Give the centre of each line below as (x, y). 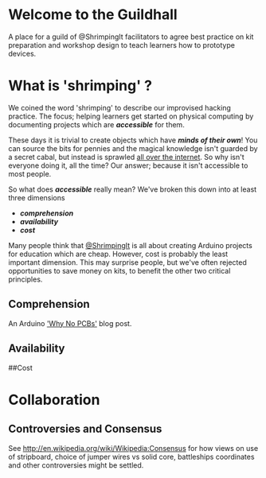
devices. (22, 53)
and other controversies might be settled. (76, 465)
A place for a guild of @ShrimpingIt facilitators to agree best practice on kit (131, 37)
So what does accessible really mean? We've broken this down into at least (133, 189)
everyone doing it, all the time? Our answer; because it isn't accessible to (128, 165)
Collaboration (54, 400)
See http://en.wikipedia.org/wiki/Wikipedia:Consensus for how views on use (133, 448)
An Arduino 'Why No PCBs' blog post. (70, 323)
